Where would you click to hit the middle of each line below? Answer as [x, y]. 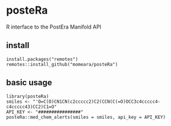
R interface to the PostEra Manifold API [54, 27]
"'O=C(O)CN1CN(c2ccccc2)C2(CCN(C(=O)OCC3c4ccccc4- [96, 102]
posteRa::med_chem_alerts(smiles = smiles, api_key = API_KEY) [86, 117]
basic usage [29, 83]
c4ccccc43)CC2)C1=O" [32, 107]
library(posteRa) [28, 96]
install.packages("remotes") [42, 59]
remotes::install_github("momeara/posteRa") [62, 64]
